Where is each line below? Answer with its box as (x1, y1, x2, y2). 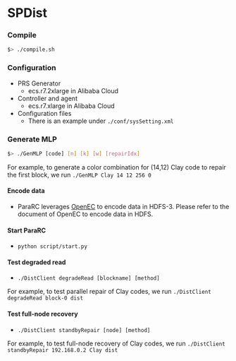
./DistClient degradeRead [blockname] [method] (17, 275, 160, 282)
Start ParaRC (7, 226, 46, 235)
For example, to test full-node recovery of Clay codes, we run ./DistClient (7, 339, 225, 348)
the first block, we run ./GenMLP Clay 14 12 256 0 (7, 170, 151, 179)
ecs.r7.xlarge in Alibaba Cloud (27, 101, 115, 110)
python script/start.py (17, 243, 88, 250)
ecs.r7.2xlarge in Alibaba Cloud (27, 86, 118, 95)
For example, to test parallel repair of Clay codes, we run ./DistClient (7, 288, 211, 296)
